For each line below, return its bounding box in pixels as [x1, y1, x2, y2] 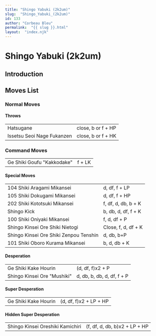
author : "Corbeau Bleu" [5, 20, 53, 26]
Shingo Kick [7, 208, 35, 215]
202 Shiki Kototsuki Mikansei [7, 200, 74, 207]
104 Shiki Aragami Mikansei [7, 184, 72, 191]
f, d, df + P [103, 216, 127, 222]
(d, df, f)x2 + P [76, 265, 110, 271]
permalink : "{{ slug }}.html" [5, 25, 68, 30]
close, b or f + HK [77, 133, 117, 139]
